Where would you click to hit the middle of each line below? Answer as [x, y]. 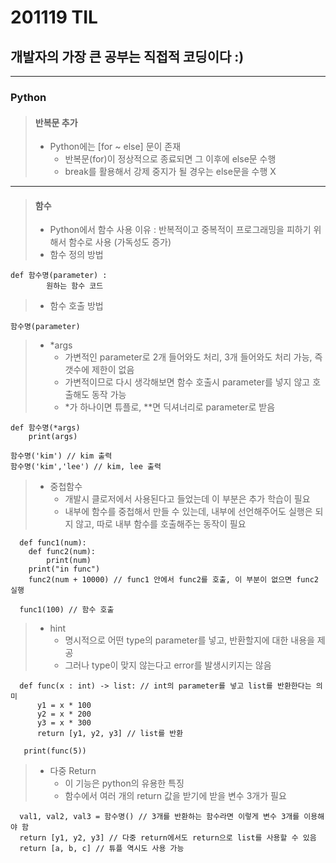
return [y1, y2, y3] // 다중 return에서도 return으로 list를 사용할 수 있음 [168, 838]
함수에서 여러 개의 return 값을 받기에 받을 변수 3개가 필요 [175, 796]
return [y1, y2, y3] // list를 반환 [110, 734]
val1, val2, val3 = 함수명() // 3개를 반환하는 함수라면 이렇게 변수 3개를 [159, 817]
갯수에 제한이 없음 [99, 370]
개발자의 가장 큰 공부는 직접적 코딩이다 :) [127, 56]
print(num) [69, 561]
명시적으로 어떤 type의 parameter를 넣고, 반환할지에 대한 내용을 [189, 640]
